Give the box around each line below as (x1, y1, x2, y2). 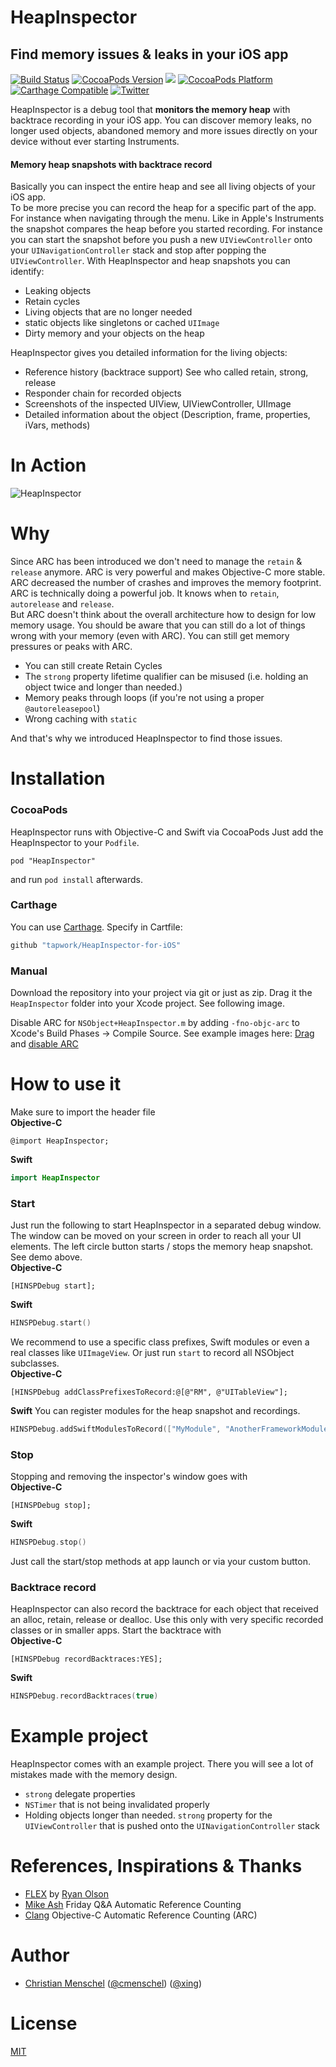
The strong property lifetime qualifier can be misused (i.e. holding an (24, 671, 309, 683)
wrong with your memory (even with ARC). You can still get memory (10, 630, 290, 642)
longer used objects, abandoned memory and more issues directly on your (10, 125, 318, 136)
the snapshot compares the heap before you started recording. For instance (10, 223, 323, 235)
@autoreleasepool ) (24, 702, 101, 715)
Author (10, 1944, 70, 1967)
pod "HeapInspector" (10, 856, 97, 866)
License (10, 2012, 78, 2035)
